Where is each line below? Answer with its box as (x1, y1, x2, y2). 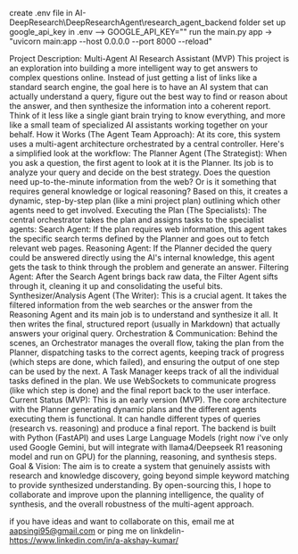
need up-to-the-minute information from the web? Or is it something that (9, 177, 277, 186)
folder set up (238, 17, 286, 28)
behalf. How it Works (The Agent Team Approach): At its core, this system (9, 129, 281, 139)
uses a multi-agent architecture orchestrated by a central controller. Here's (9, 138, 285, 149)
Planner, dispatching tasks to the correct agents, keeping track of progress (9, 347, 285, 358)
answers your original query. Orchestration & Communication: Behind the (9, 328, 278, 338)
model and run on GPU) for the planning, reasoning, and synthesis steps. (9, 451, 277, 462)
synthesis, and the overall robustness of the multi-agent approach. (9, 499, 254, 509)
